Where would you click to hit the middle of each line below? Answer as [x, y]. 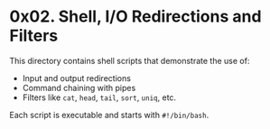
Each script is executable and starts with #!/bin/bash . [109, 115]
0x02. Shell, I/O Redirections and [135, 17]
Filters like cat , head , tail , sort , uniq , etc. [99, 97]
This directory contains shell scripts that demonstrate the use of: [130, 60]
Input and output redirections [76, 78]
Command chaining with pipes [79, 88]
